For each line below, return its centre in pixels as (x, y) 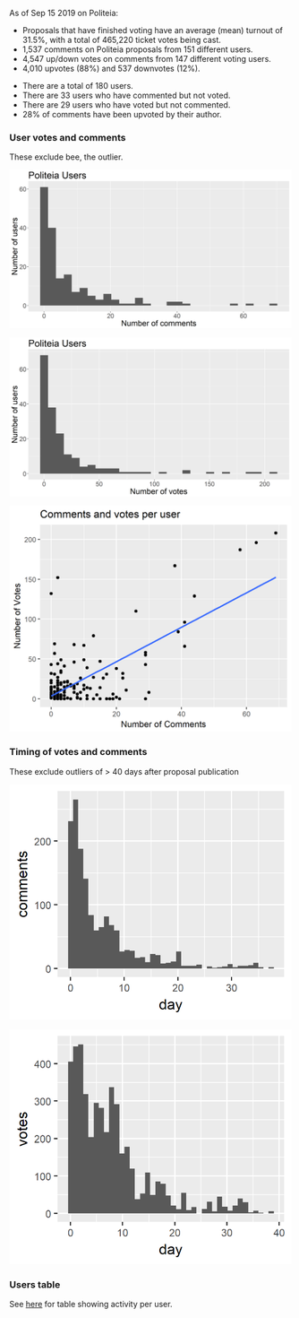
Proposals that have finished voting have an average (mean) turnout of (153, 30)
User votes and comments (68, 137)
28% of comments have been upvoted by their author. (122, 114)
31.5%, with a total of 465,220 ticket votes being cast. (122, 40)
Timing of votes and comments (78, 752)
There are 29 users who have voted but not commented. (126, 105)
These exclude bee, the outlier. (66, 157)
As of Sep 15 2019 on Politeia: (64, 13)
